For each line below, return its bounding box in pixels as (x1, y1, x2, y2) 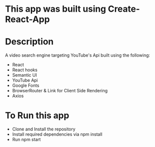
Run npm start (12, 137, 41, 143)
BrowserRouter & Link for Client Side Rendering (12, 88, 108, 94)
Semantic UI (12, 72, 37, 78)
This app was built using (5, 3, 106, 15)
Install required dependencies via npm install (12, 131, 103, 137)
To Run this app (5, 110, 69, 121)
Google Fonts (12, 83, 40, 88)
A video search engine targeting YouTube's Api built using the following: (5, 52, 150, 58)
